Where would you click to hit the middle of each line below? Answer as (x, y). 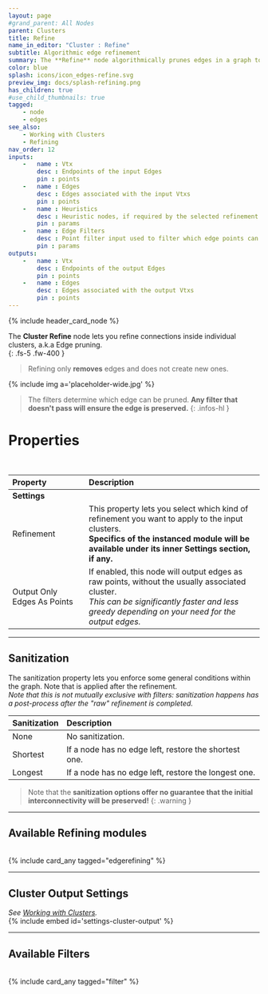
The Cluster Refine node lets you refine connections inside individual (122, 336)
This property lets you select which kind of (169, 508)
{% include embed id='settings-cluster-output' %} (91, 921)
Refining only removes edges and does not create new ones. (128, 368)
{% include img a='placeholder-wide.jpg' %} (82, 384)
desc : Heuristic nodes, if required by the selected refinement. (150, 217)
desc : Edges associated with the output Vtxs (116, 291)
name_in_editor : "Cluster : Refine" (69, 46)
